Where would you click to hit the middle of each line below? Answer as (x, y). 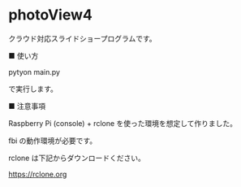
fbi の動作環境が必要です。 (53, 141)
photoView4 (51, 15)
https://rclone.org (38, 174)
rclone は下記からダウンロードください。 (77, 158)
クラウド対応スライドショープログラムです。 (82, 38)
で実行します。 (33, 89)
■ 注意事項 (27, 106)
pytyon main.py (34, 72)
